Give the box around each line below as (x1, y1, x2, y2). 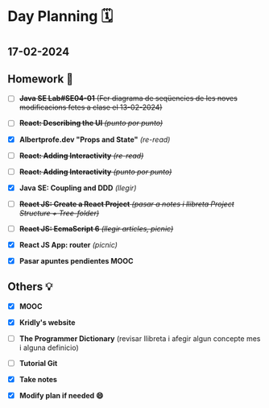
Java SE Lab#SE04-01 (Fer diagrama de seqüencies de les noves (19, 94, 238, 103)
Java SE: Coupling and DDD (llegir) (19, 183, 137, 193)
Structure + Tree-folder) (19, 208, 100, 218)
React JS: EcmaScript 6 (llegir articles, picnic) (19, 223, 174, 233)
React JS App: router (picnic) (19, 239, 118, 249)
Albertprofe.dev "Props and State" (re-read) (19, 135, 171, 144)
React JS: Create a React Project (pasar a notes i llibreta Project (19, 199, 234, 209)
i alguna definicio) (19, 343, 80, 352)
